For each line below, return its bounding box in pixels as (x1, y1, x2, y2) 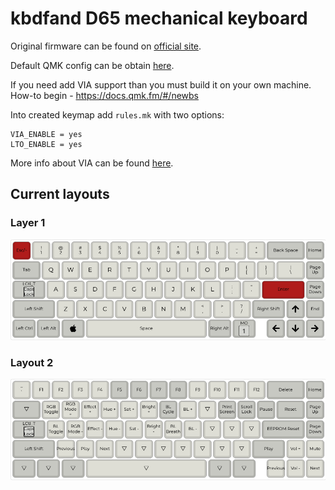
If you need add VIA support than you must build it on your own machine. (10, 78, 312, 91)
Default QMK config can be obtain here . (10, 59, 175, 71)
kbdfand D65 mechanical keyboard (10, 7, 308, 30)
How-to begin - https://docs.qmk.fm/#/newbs (10, 89, 199, 101)
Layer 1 (10, 216, 46, 230)
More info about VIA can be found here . (10, 157, 174, 169)
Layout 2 (10, 355, 54, 369)
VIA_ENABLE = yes (10, 129, 83, 139)
